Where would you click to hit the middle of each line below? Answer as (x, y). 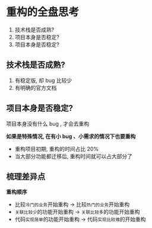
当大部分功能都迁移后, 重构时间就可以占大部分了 (73, 156)
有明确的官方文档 (36, 88)
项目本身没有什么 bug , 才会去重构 (48, 123)
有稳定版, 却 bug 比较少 (43, 80)
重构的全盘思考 (43, 12)
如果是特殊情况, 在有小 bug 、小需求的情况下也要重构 (71, 136)
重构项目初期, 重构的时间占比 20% (57, 149)
